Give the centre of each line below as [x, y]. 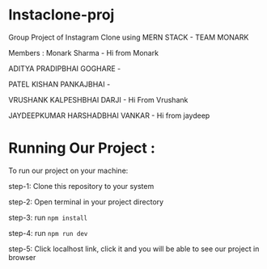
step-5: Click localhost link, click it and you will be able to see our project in [134, 249]
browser [22, 257]
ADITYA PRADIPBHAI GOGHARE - [65, 68]
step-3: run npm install [48, 217]
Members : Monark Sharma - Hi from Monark [84, 53]
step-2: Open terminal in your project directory [86, 202]
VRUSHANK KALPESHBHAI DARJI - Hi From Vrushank [98, 99]
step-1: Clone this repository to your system [81, 186]
